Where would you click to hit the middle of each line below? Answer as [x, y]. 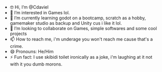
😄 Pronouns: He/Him [32, 52]
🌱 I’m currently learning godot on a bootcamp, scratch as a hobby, [78, 18]
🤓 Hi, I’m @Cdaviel [29, 7]
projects [18, 34]
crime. [16, 46]
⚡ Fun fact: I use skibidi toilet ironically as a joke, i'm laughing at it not [81, 57]
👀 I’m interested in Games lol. [40, 13]
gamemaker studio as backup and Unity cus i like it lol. [66, 23]
